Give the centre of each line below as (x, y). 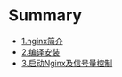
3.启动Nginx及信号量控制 (67, 63)
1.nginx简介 (42, 41)
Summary (45, 15)
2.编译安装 (41, 52)
